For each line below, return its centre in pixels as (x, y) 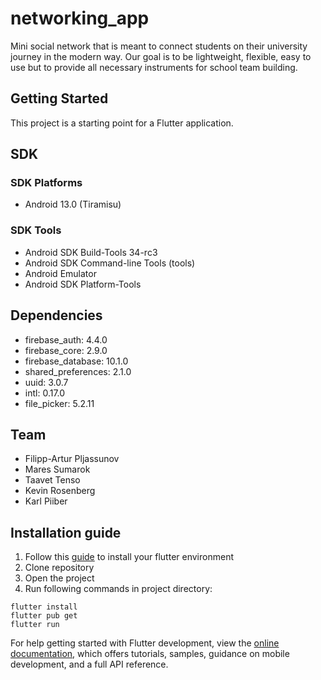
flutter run (35, 625)
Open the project (59, 578)
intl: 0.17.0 (45, 393)
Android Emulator (60, 273)
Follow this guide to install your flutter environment (129, 557)
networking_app (80, 18)
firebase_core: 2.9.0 (66, 350)
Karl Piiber (46, 501)
